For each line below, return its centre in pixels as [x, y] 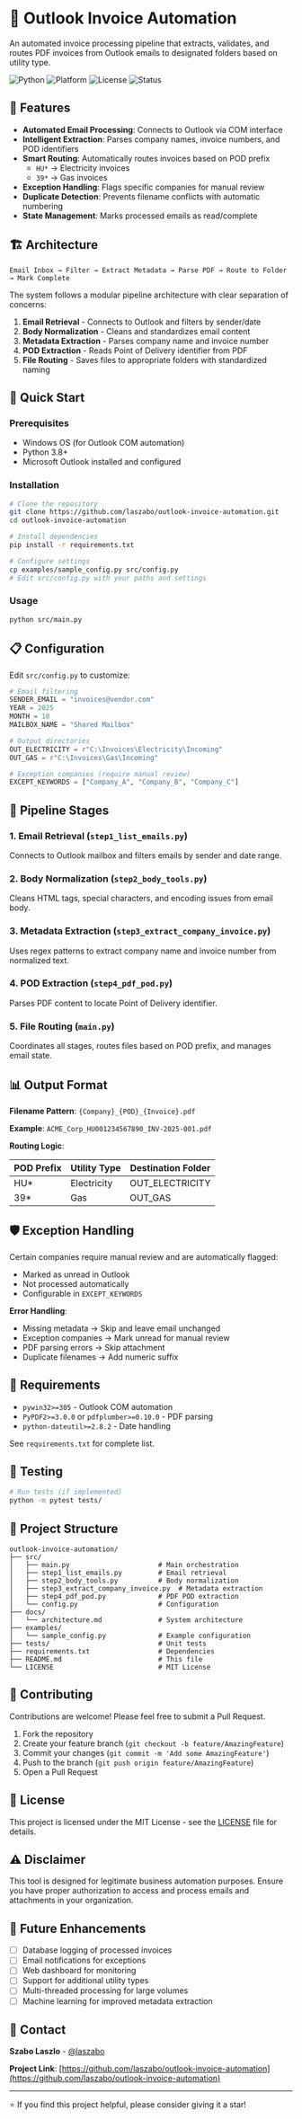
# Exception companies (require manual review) [100, 774]
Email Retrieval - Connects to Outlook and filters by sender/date [142, 322]
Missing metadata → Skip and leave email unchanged [121, 1328]
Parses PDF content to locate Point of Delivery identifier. [113, 1003]
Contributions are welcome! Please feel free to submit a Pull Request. [138, 1716]
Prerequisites [39, 423]
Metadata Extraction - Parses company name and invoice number [146, 341]
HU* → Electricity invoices [83, 168]
